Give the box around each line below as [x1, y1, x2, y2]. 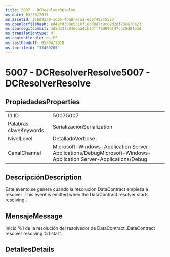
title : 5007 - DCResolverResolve [5, 7, 76, 13]
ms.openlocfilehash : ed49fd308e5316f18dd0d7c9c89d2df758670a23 [5, 21, 142, 27]
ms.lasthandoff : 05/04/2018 [5, 40, 65, 46]
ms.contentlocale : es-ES [5, 36, 58, 41]
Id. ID [8, 112, 19, 119]
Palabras [8, 120, 29, 127]
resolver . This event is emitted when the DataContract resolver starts [5, 192, 149, 198]
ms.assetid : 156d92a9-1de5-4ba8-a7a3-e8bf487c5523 [5, 17, 114, 22]
